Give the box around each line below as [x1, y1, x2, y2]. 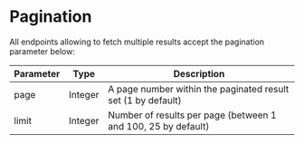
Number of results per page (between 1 [108, 109, 278, 121]
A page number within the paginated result [108, 82, 290, 95]
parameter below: [9, 45, 75, 56]
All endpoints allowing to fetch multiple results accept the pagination [9, 36, 265, 47]
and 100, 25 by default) [108, 120, 210, 132]
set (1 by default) [108, 93, 183, 106]
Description [173, 67, 225, 80]
